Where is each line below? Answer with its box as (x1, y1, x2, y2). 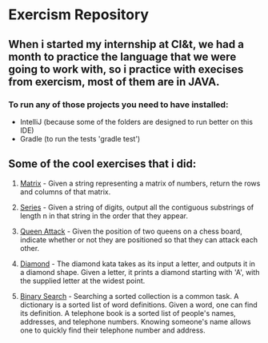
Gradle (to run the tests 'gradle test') (19, 134, 141, 143)
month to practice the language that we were (8, 50, 237, 63)
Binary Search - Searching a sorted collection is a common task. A (19, 291, 239, 301)
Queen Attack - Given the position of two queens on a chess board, (19, 226, 242, 236)
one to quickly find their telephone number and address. (19, 325, 206, 335)
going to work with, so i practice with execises (8, 62, 244, 76)
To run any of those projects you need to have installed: (8, 98, 229, 110)
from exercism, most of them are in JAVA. (8, 74, 220, 89)
